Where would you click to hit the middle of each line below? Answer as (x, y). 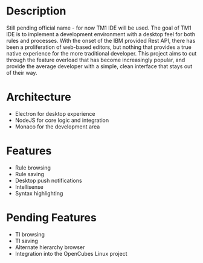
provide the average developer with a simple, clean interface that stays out (99, 66)
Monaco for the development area (57, 126)
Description (36, 11)
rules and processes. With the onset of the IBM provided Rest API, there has (101, 40)
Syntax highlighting (39, 193)
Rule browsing (33, 168)
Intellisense (29, 187)
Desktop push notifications (49, 180)
